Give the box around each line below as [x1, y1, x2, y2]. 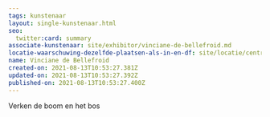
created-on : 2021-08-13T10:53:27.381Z [8, 64, 138, 72]
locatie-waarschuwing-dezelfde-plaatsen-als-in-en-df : [8, 49, 196, 57]
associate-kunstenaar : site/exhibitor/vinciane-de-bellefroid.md [8, 42, 231, 50]
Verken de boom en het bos [8, 101, 100, 111]
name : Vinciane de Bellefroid [8, 57, 110, 65]
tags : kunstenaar [8, 11, 67, 20]
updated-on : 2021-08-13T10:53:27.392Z [8, 71, 138, 79]
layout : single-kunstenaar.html [8, 19, 117, 27]
